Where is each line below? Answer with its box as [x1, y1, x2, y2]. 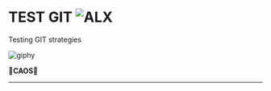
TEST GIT [8, 8, 73, 27]
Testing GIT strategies [8, 35, 82, 44]
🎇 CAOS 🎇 [8, 65, 39, 76]
